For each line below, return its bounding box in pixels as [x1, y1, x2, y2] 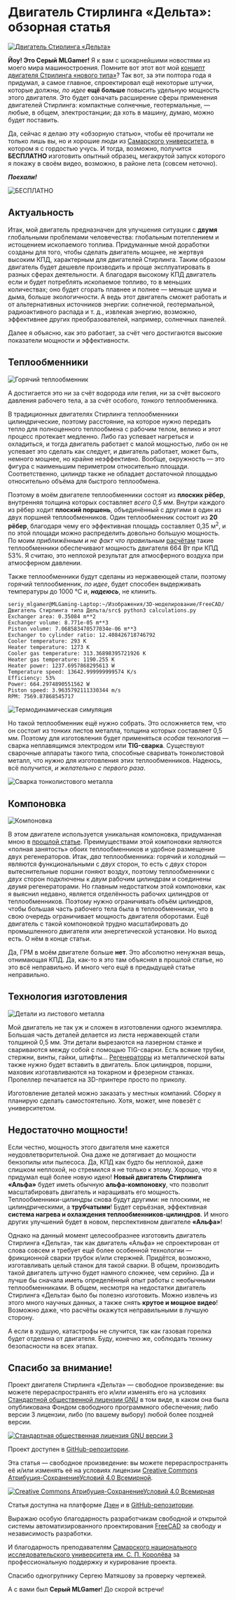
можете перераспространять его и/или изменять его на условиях [8, 1388, 207, 1396]
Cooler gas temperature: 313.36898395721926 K [8, 650, 146, 657]
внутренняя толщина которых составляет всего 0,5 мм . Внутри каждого [8, 498, 225, 506]
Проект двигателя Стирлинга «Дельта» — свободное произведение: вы [8, 1381, 224, 1389]
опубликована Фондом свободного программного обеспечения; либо [8, 1403, 218, 1412]
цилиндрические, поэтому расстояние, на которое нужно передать [8, 417, 211, 426]
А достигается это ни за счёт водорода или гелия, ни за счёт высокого [8, 388, 221, 397]
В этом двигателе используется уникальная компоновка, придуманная [8, 830, 222, 839]
